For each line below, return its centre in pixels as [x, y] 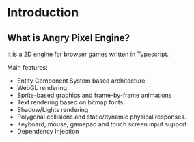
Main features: [27, 67]
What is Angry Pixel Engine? [69, 38]
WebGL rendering [42, 88]
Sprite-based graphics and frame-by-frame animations [94, 95]
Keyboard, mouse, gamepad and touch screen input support [102, 124]
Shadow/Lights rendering [53, 110]
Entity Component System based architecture [81, 81]
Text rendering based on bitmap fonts [70, 102]
